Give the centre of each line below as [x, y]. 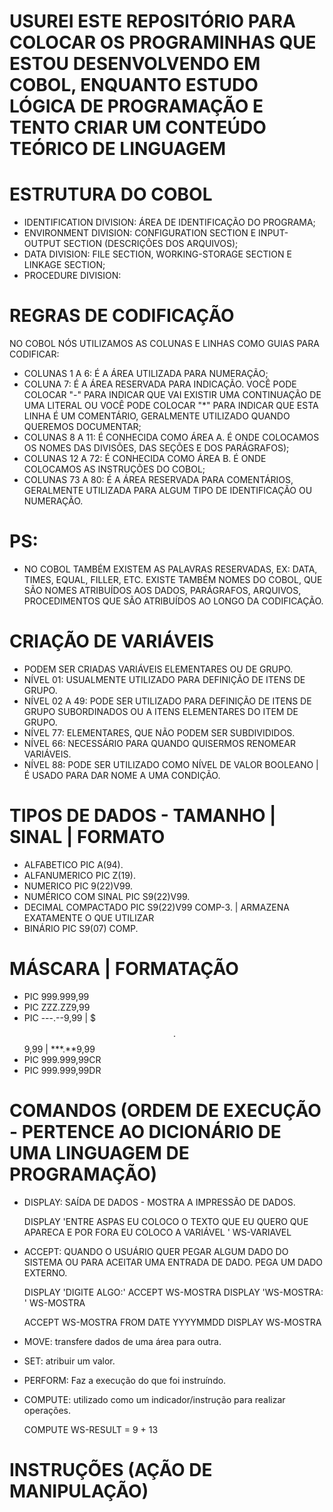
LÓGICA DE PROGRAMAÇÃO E [136, 106]
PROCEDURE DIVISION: [72, 276]
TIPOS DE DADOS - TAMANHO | [143, 816]
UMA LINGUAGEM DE [99, 1153]
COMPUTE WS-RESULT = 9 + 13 [91, 1429]
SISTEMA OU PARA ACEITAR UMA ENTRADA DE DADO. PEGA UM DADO [173, 1262]
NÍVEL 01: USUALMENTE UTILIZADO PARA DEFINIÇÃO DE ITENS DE [164, 679]
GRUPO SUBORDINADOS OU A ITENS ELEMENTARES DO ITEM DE [161, 711]
